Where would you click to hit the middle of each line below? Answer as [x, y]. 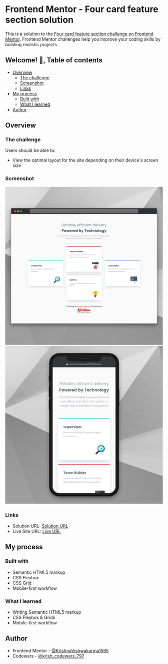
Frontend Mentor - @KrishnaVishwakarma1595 [60, 650]
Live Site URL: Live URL [36, 531]
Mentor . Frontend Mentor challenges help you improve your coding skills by [83, 39]
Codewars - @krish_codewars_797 [48, 656]
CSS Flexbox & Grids [34, 617]
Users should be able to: [30, 150]
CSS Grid [22, 583]
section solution [39, 20]
